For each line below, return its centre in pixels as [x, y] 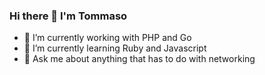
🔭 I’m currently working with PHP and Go [107, 38]
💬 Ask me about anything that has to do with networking [139, 59]
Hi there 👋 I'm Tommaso [68, 16]
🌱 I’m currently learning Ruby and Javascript [115, 48]
